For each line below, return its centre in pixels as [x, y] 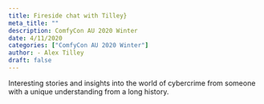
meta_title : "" [34, 23]
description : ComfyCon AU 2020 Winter [73, 30]
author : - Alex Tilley [46, 53]
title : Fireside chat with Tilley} [68, 16]
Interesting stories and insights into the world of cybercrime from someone [132, 83]
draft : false [30, 61]
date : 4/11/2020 [35, 38]
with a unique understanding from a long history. [89, 91]
